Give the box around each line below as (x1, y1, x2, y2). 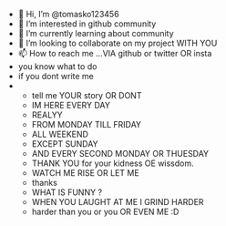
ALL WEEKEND (31, 128, 89, 139)
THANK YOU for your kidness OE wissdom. (31, 158, 194, 169)
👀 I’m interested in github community (17, 18, 157, 29)
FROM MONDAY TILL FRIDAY (31, 119, 142, 129)
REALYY (31, 109, 64, 120)
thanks (31, 178, 57, 188)
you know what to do (17, 61, 98, 72)
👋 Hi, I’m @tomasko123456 (17, 9, 120, 19)
